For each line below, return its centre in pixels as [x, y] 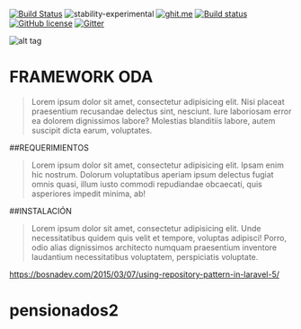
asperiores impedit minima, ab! [89, 194]
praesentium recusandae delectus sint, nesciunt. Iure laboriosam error [161, 111]
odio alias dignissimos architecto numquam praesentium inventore [154, 247]
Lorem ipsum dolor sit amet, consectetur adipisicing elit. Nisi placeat [158, 101]
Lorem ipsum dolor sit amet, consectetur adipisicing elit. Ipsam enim [158, 165]
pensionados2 [64, 311]
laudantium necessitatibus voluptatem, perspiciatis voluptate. [145, 256]
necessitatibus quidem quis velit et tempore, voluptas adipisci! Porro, [159, 238]
